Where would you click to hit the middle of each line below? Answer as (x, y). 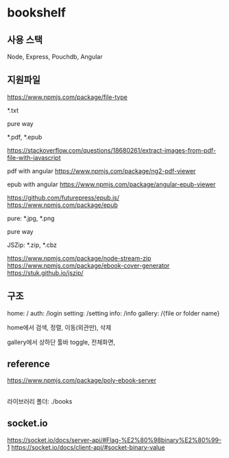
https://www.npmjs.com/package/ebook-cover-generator (88, 265)
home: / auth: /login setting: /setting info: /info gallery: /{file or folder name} (113, 313)
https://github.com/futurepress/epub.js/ (63, 197)
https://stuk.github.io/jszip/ (45, 272)
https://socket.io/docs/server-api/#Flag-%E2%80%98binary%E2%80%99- (114, 440)
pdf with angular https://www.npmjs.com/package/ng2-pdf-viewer (101, 171)
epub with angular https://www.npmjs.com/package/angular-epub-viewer (111, 184)
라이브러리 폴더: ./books (40, 401)
